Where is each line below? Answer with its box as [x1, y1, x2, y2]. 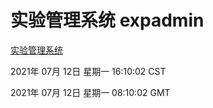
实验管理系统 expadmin [10, 9, 205, 32]
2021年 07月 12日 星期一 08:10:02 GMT [10, 86, 171, 98]
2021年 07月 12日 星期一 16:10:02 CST [10, 65, 167, 77]
